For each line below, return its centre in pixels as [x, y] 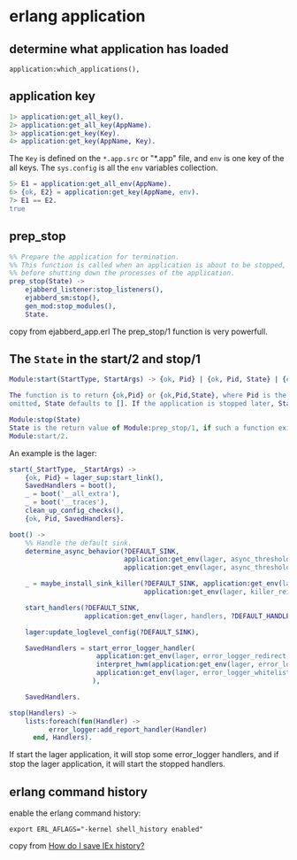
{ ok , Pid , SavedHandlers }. [75, 519]
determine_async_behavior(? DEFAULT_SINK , [102, 551]
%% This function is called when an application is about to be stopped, [148, 265]
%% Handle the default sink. [79, 543]
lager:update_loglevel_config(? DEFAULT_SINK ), [112, 632]
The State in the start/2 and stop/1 [105, 359]
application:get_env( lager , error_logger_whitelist [193, 673]
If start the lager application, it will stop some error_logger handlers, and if [144, 755]
